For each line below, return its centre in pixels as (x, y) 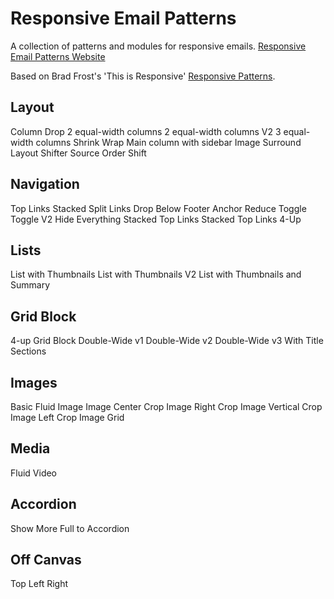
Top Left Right (39, 584)
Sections (28, 351)
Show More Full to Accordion (70, 528)
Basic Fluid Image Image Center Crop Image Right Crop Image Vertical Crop (166, 406)
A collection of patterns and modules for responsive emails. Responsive (158, 46)
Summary (30, 285)
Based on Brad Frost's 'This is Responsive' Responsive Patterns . (143, 76)
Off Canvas (46, 560)
